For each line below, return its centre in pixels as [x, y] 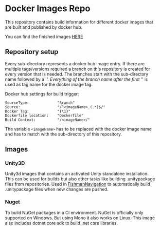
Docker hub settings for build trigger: [42, 94]
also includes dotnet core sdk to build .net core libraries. [62, 223]
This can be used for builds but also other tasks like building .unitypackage [80, 179]
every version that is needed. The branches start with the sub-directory [77, 74]
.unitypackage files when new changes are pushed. [57, 189]
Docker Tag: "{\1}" [38, 111]
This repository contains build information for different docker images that [79, 22]
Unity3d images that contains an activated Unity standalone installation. [77, 174]
